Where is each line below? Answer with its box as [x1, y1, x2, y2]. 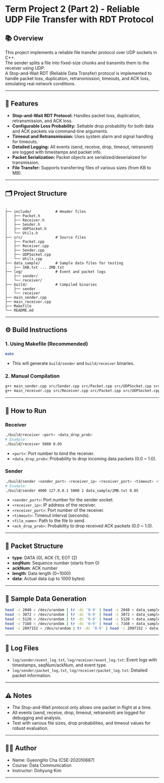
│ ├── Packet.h [5, 213, 41, 218]
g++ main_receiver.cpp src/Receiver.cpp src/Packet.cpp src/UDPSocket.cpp [5, 389, 161, 393]
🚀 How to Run [5, 406, 47, 415]
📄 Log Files [5, 644, 39, 652]
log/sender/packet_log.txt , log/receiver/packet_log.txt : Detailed [12, 667, 148, 673]
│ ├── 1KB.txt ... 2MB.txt [5, 265, 64, 270]
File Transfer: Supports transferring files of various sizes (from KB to [12, 164, 151, 170]
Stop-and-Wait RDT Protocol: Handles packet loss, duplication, [12, 112, 141, 118]
